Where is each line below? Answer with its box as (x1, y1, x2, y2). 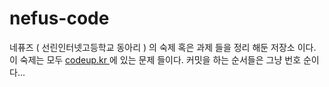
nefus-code (9, 7, 110, 30)
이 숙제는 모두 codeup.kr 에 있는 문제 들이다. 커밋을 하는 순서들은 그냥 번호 (9, 53, 302, 66)
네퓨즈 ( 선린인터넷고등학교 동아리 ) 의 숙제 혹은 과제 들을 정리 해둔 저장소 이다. (9, 41, 317, 53)
